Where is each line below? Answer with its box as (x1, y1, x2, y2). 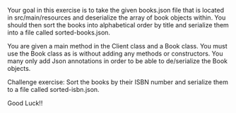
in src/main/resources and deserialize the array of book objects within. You (7, 13, 226, 22)
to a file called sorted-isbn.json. (7, 86, 100, 93)
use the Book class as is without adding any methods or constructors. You (7, 49, 223, 58)
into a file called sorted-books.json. (7, 28, 111, 36)
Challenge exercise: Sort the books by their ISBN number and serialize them (7, 78, 228, 86)
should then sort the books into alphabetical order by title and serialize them (7, 21, 230, 29)
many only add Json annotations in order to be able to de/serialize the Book (7, 57, 228, 65)
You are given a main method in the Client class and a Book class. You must (7, 42, 228, 50)
